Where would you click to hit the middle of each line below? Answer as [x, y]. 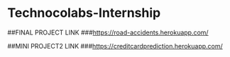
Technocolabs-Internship [84, 13]
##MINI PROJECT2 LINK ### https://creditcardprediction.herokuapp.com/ [115, 46]
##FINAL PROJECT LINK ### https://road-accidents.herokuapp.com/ [108, 32]
